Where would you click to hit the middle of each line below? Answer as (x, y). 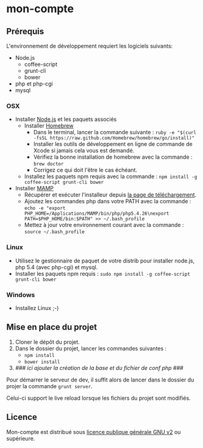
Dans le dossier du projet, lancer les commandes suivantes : (91, 348)
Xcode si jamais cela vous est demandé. (84, 151)
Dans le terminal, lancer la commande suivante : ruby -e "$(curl (115, 132)
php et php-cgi (34, 84)
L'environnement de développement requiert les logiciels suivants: (90, 46)
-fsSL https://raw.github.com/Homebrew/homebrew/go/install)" (114, 138)
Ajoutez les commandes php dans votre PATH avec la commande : (108, 201)
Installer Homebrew (49, 126)
